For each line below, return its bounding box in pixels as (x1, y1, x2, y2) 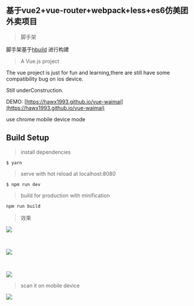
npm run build (6, 203, 41, 209)
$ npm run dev (6, 181, 41, 187)
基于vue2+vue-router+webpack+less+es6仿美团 (6, 5, 189, 16)
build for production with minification (20, 192, 110, 199)
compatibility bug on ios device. (6, 75, 83, 82)
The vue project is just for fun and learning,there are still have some (6, 69, 170, 76)
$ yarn (6, 159, 22, 166)
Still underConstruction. (6, 87, 63, 94)
